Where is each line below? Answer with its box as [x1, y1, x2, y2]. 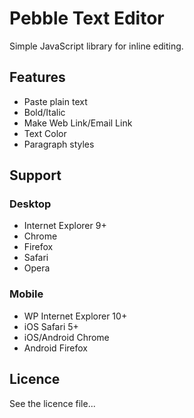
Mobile [9, 287, 44, 301]
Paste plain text [23, 95, 88, 107]
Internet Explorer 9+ [23, 220, 107, 232]
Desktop [9, 197, 52, 211]
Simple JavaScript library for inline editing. [9, 40, 184, 52]
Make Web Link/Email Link [23, 117, 133, 129]
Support [9, 167, 62, 184]
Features [9, 69, 66, 86]
